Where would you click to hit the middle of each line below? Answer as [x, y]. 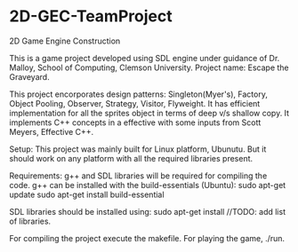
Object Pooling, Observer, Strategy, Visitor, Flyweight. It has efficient [135, 103]
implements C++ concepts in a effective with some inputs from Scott [135, 122]
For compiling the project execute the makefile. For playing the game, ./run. [147, 238]
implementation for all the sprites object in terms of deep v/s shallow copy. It [149, 113]
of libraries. [30, 221]
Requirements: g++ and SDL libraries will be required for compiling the [138, 176]
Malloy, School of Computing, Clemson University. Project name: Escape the [149, 67]
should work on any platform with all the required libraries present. [131, 158]
